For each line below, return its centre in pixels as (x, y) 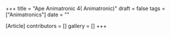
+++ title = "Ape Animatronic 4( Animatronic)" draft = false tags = (85, 8)
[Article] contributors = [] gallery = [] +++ (56, 26)
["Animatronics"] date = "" (37, 15)
